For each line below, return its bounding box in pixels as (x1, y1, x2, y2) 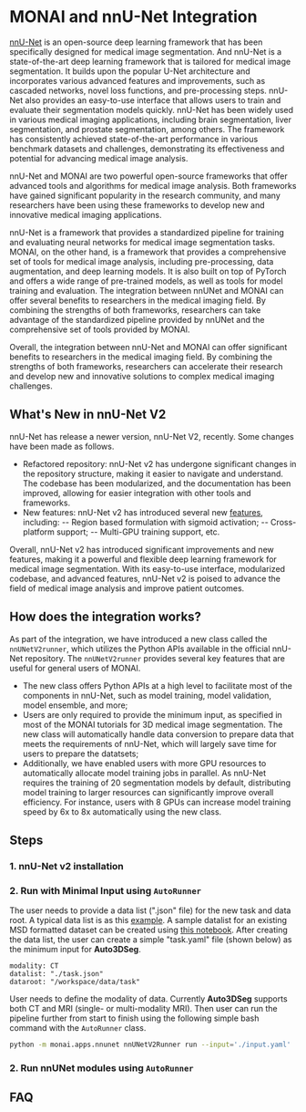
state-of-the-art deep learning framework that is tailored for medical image (9, 56, 291, 67)
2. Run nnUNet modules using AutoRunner (9, 1061, 194, 1074)
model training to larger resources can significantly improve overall (22, 786, 274, 797)
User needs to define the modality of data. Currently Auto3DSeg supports (9, 993, 289, 1004)
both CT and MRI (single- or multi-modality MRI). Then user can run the (9, 1003, 278, 1014)
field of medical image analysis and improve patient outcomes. (9, 582, 245, 594)
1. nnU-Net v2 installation (9, 859, 125, 872)
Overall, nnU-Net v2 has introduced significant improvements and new (9, 544, 275, 555)
